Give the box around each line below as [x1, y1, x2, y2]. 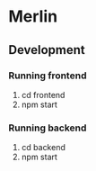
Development [8, 42, 86, 58]
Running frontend [8, 69, 87, 82]
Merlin [8, 6, 58, 27]
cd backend [21, 142, 66, 153]
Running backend [8, 121, 87, 134]
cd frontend [21, 89, 65, 100]
